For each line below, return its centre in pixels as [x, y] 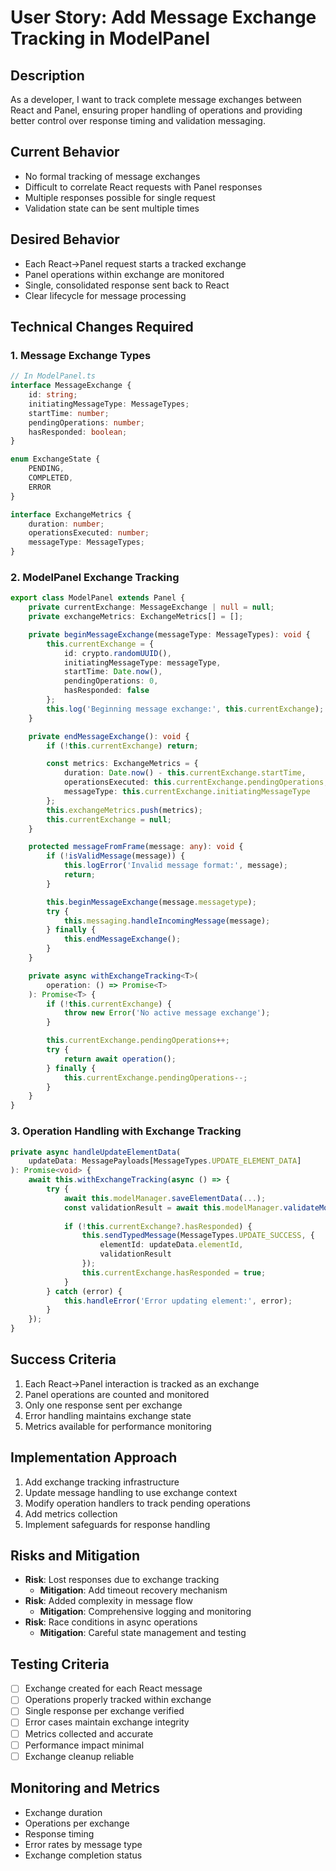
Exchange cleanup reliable [79, 1756]
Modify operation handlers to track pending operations [137, 1503]
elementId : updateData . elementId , [171, 1245]
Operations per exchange [77, 1823]
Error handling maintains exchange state [108, 1415]
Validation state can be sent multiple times [112, 208]
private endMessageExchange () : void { [109, 736]
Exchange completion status [83, 1855]
